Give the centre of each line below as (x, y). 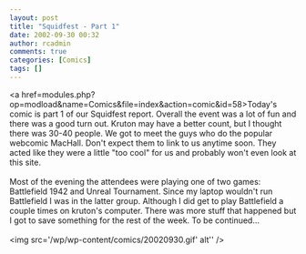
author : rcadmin (40, 43)
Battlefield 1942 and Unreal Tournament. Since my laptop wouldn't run (141, 191)
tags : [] (26, 69)
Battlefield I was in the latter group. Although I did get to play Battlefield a (147, 200)
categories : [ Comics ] (51, 60)
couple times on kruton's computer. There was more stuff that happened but (153, 210)
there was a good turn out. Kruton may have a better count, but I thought (146, 123)
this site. (25, 162)
